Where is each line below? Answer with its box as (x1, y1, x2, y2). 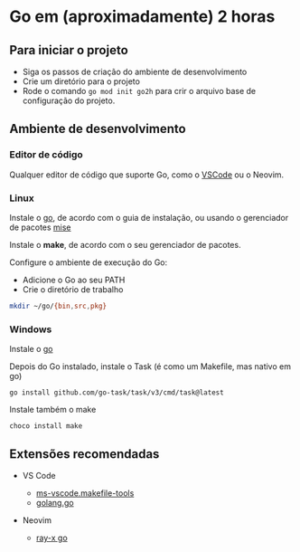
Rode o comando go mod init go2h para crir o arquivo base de (22, 86, 257, 96)
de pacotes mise (9, 222, 71, 233)
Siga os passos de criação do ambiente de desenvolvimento (22, 66, 248, 77)
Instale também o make (9, 404, 97, 415)
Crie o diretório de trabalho (22, 283, 124, 295)
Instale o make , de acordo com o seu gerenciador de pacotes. (9, 239, 241, 250)
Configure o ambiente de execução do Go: (9, 256, 168, 268)
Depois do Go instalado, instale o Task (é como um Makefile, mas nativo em (9, 361, 292, 372)
